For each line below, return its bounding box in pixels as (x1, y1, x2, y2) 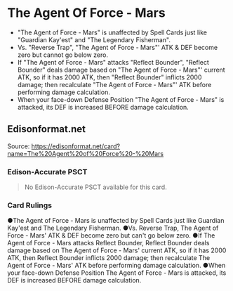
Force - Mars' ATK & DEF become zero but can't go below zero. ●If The (7, 231, 215, 240)
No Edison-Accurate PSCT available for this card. (24, 183, 167, 191)
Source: (7, 142, 30, 150)
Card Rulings (7, 200, 53, 210)
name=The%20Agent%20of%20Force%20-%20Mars (7, 149, 164, 157)
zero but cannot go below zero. (17, 51, 109, 59)
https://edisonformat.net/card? (31, 142, 121, 150)
